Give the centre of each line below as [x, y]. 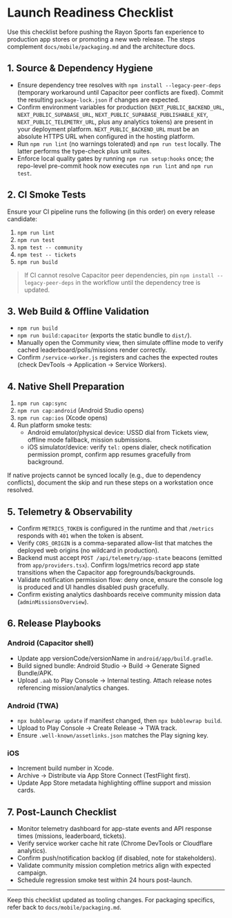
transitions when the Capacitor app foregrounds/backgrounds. [106, 572]
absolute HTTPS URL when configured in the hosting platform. [106, 136]
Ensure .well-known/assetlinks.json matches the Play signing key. [113, 735]
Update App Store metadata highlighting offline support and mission [114, 783]
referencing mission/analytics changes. [73, 687]
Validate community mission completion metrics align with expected [114, 865]
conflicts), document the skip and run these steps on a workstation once [110, 483]
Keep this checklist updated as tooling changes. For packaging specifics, [111, 900]
